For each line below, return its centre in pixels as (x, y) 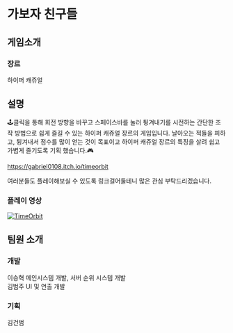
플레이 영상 (25, 200)
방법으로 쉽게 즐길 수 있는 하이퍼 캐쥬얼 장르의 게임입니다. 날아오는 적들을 (114, 133)
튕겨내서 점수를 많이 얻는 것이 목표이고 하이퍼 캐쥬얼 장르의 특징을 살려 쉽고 (118, 141)
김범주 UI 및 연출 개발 (36, 286)
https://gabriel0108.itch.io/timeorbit (58, 166)
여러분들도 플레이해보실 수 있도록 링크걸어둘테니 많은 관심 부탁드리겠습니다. (110, 181)
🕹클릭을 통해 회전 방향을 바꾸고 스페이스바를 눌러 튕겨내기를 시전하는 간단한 (111, 122)
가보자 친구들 (42, 14)
